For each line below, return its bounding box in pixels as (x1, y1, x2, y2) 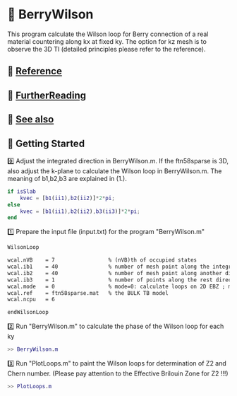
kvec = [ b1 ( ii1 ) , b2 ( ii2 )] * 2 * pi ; (20, 194, 115, 202)
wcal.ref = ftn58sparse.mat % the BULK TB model (7, 289, 169, 296)
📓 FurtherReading (7, 89, 87, 101)
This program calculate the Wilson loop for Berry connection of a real (7, 30, 209, 38)
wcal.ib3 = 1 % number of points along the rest (7, 276, 213, 284)
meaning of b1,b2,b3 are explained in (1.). (7, 174, 127, 182)
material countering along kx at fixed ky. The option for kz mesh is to (7, 37, 207, 45)
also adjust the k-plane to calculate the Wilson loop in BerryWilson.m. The (7, 166, 222, 175)
